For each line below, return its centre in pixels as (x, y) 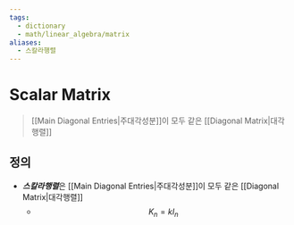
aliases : (25, 42)
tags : (19, 17)
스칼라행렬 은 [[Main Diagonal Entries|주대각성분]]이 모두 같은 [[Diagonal (151, 186)
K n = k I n (164, 212)
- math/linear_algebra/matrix (73, 34)
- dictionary (42, 26)
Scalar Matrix (60, 95)
